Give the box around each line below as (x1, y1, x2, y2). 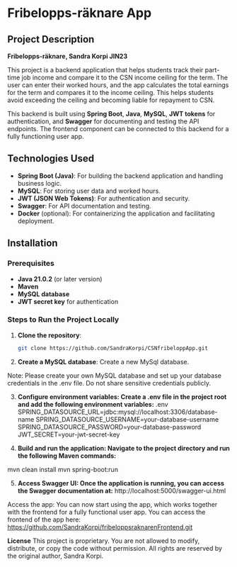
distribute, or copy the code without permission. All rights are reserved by (7, 544, 223, 552)
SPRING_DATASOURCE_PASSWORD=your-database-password (17, 422, 202, 431)
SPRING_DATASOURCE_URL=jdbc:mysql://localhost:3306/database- (17, 408, 218, 416)
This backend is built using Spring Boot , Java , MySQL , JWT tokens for (7, 110, 216, 118)
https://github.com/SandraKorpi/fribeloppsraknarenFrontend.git (7, 522, 193, 531)
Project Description (7, 33, 95, 45)
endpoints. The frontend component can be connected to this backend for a (7, 125, 229, 133)
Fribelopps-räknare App (7, 5, 152, 21)
